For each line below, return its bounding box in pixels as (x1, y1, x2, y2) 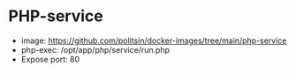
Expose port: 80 (20, 54, 80, 64)
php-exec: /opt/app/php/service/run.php (20, 44, 170, 55)
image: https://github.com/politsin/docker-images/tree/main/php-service (20, 35, 287, 46)
